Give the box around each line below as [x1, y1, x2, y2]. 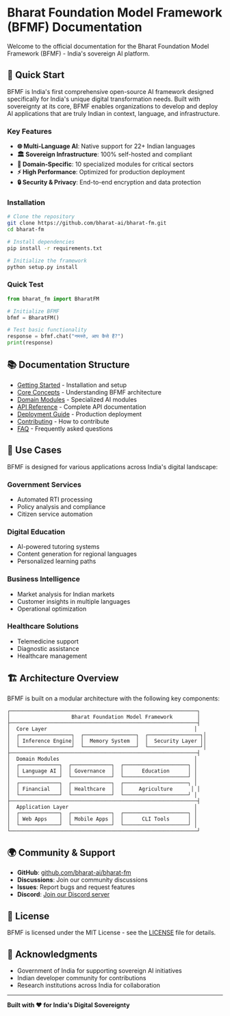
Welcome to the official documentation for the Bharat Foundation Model [7, 42, 209, 50]
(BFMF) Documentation [7, 19, 142, 35]
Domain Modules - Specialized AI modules [16, 395, 137, 403]
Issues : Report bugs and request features [16, 883, 136, 891]
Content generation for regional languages [16, 550, 137, 558]
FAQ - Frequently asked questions [16, 424, 113, 433]
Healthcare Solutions [7, 622, 79, 631]
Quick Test [7, 280, 44, 290]
